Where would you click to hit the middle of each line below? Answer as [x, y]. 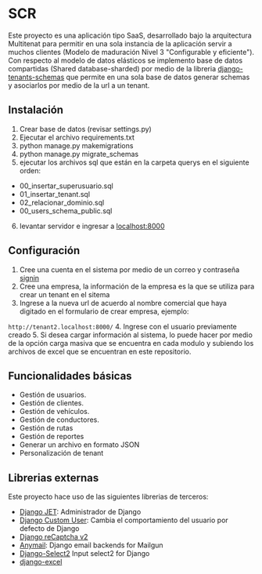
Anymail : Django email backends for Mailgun [91, 545]
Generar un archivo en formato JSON [79, 445]
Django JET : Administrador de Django [80, 512]
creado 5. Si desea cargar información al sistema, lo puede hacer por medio [130, 335]
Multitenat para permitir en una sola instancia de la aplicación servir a [120, 43]
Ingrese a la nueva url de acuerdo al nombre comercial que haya [123, 303]
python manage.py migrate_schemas [79, 154]
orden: [30, 170]
